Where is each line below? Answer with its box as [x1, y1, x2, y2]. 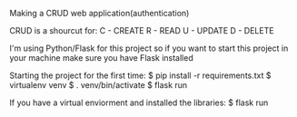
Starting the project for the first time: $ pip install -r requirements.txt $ [9, 70, 272, 81]
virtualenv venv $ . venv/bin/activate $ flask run [9, 80, 188, 90]
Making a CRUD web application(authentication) [9, 8, 190, 18]
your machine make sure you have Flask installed [9, 53, 193, 63]
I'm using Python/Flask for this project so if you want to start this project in [9, 43, 289, 54]
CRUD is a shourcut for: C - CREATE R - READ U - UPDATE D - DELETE [9, 25, 274, 35]
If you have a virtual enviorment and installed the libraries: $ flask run [9, 97, 269, 108]
